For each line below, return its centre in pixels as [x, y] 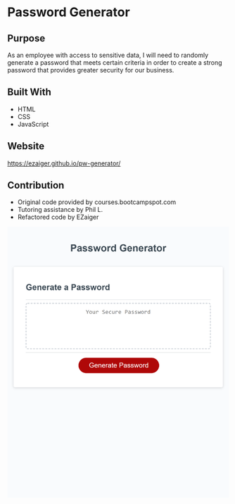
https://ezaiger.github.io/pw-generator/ [64, 163]
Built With [29, 92]
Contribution [36, 185]
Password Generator [69, 12]
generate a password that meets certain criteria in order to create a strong [115, 63]
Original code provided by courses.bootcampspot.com [97, 202]
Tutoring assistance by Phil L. [60, 210]
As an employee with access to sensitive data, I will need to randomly [108, 55]
